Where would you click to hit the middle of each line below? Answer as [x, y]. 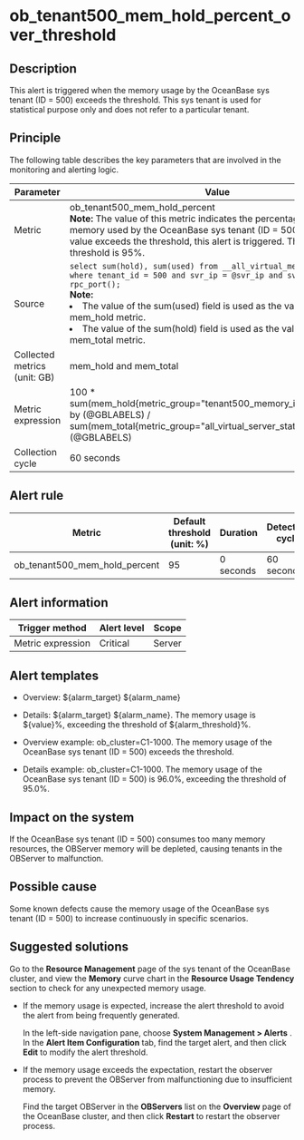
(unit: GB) [34, 377]
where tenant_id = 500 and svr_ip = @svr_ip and [176, 275]
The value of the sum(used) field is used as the [182, 306]
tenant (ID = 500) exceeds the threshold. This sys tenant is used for [135, 100]
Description [43, 68]
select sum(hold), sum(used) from [144, 266]
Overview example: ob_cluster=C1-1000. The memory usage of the [147, 742]
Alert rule [37, 496]
